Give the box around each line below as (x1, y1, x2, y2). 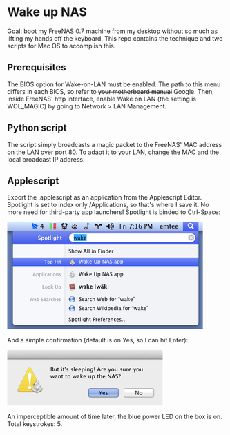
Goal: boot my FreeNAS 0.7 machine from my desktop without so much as (7, 27, 218, 35)
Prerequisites (7, 61, 66, 73)
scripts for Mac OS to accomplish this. (7, 41, 116, 50)
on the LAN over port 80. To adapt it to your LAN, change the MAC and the (7, 148, 220, 156)
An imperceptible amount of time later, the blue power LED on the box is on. (7, 412, 222, 421)
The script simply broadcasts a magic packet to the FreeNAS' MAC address (7, 140, 222, 148)
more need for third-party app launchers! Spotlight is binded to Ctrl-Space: (7, 208, 221, 216)
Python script (7, 122, 67, 134)
